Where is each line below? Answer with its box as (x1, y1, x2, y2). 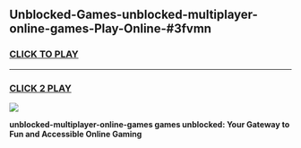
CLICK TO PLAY (9, 48, 79, 61)
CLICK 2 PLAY (9, 82, 72, 94)
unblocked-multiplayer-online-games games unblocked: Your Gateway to (9, 118, 290, 129)
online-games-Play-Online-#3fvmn (9, 22, 212, 37)
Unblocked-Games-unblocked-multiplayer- (9, 7, 258, 22)
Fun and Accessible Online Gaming (9, 128, 142, 139)
